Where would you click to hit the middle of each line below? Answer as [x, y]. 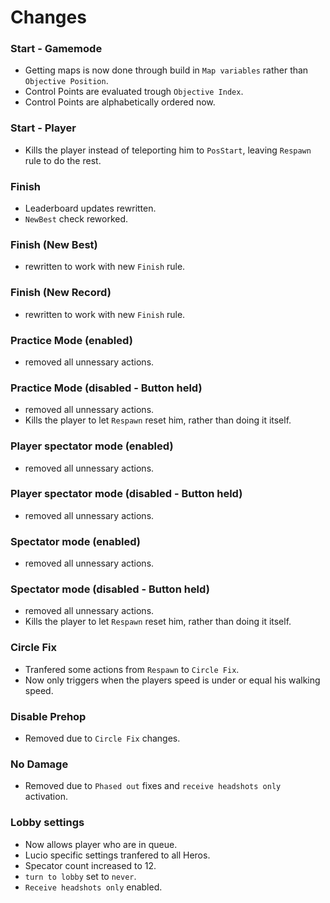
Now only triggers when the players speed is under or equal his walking [172, 680]
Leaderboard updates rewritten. [90, 208]
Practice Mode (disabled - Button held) [106, 388]
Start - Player [43, 128]
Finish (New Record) [61, 293]
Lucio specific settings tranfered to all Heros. [117, 855]
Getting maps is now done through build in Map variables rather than [166, 70]
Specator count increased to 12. [90, 865]
